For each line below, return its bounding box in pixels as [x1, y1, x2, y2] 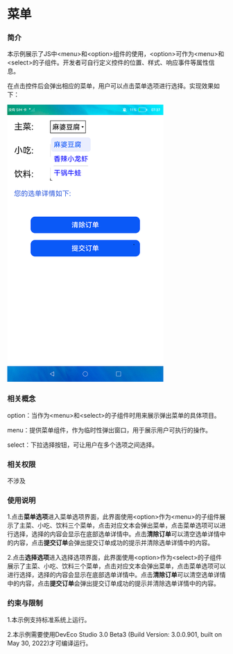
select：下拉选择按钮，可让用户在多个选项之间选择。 [7, 441, 158, 449]
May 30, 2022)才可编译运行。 [7, 639, 92, 647]
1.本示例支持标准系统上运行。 [7, 615, 91, 624]
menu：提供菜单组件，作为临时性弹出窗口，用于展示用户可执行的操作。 [7, 425, 212, 434]
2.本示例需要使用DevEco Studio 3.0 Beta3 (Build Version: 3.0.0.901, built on [7, 630, 222, 638]
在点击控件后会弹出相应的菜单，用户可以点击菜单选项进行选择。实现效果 [7, 82, 214, 90]
